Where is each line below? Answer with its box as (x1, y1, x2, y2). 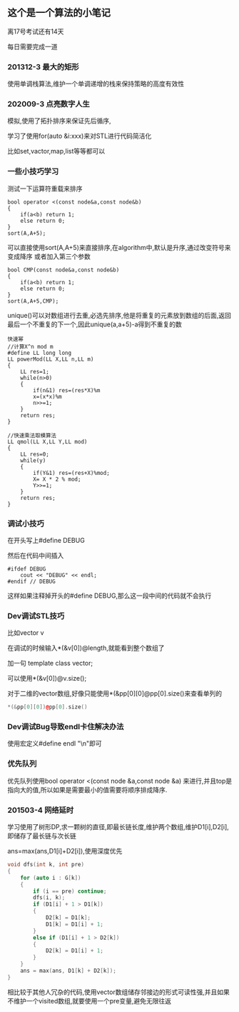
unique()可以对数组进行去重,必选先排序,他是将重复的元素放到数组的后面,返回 (7, 311, 232, 319)
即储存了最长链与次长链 (7, 831, 76, 841)
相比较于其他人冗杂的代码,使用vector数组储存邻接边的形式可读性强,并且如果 (7, 988, 230, 996)
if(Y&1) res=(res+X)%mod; (33, 469, 111, 476)
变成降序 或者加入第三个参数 (7, 252, 91, 261)
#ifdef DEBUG (7, 566, 46, 573)
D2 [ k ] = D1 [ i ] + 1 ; (45, 947, 103, 955)
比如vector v (7, 628, 44, 637)
